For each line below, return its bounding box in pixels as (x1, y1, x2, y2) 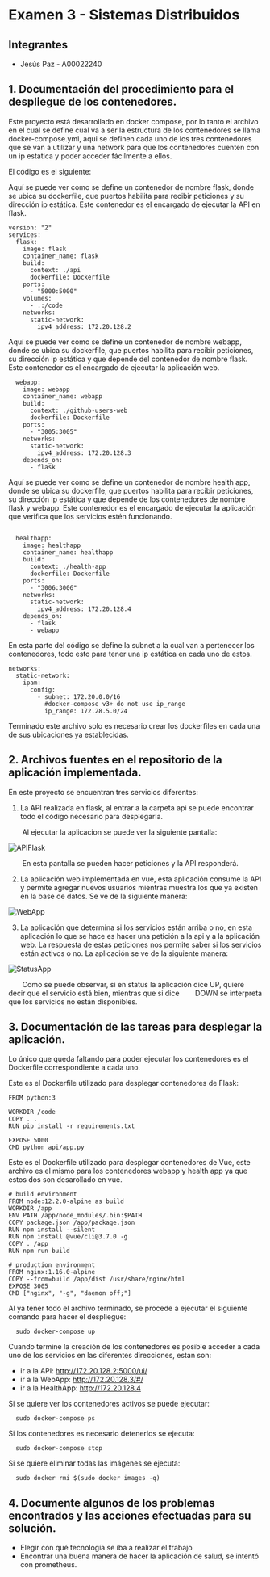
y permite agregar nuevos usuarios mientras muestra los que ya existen (19, 882, 259, 892)
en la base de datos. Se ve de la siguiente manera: (19, 891, 188, 901)
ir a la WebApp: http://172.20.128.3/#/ (19, 1375, 143, 1385)
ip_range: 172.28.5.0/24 (44, 707, 128, 715)
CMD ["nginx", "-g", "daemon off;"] (8, 1289, 131, 1297)
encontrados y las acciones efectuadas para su (8, 1508, 251, 1522)
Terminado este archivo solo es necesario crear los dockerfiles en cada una (8, 721, 260, 730)
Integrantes (8, 38, 69, 52)
